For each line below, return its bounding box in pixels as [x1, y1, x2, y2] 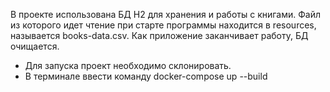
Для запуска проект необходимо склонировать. [24, 60, 232, 71]
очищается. [10, 40, 60, 52]
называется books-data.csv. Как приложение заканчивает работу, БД [10, 30, 309, 41]
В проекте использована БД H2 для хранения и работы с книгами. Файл [10, 9, 322, 20]
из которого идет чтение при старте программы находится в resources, [10, 19, 317, 31]
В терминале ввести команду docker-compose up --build [24, 70, 268, 82]
